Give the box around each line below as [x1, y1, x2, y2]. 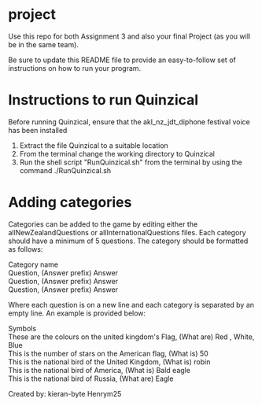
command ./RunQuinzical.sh [19, 165, 112, 175]
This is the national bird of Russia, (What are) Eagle [8, 374, 174, 383]
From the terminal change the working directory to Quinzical [19, 149, 215, 158]
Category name [8, 260, 59, 269]
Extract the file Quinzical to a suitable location [19, 140, 169, 150]
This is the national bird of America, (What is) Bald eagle [8, 365, 191, 375]
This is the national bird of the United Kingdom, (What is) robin [8, 356, 211, 367]
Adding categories [8, 194, 132, 212]
